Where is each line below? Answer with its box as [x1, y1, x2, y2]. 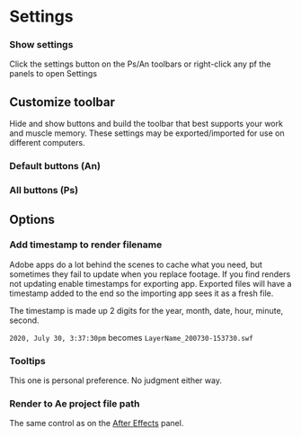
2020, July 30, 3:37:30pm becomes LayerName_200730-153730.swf [9, 332, 253, 343]
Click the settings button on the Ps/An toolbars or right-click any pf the [9, 58, 271, 69]
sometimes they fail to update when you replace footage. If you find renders [9, 268, 291, 280]
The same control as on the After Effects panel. [9, 418, 184, 429]
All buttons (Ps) [9, 184, 79, 197]
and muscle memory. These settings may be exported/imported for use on [9, 128, 285, 138]
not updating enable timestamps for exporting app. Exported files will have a [9, 278, 292, 289]
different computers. [9, 138, 85, 148]
